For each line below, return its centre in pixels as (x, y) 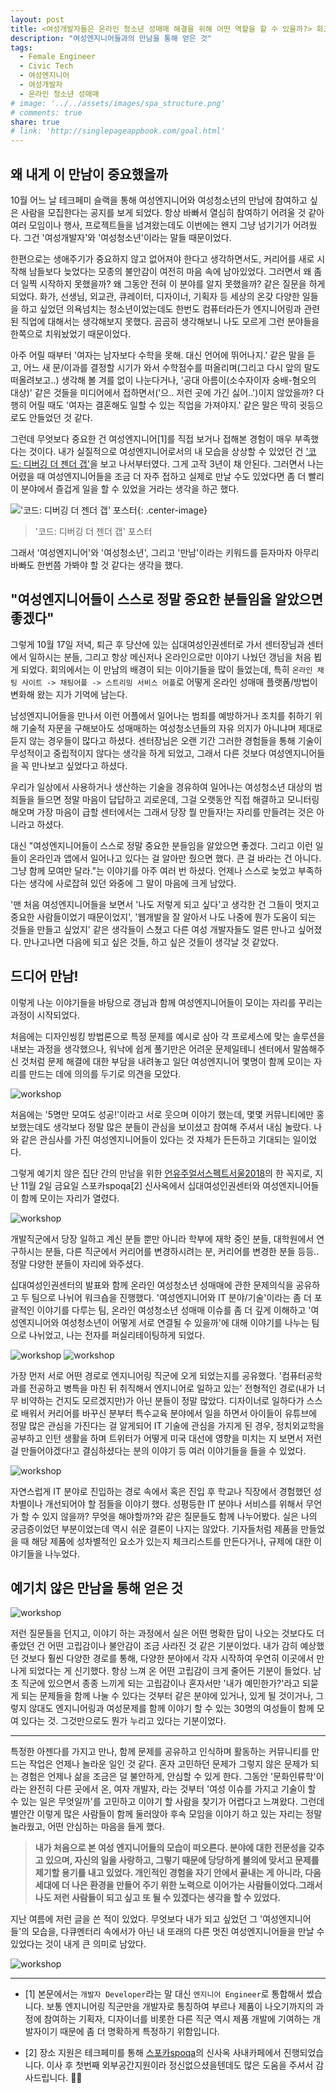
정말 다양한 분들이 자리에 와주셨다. (77, 1263)
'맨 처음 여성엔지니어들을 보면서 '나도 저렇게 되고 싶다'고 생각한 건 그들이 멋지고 (165, 904)
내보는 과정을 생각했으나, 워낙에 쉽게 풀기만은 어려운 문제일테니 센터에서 (150, 1048)
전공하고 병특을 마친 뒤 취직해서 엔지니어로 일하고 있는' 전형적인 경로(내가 (171, 1388)
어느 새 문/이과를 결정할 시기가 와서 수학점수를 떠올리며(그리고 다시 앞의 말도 (172, 367)
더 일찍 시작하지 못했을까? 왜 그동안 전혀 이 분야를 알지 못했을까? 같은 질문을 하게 (168, 283)
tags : (21, 47)
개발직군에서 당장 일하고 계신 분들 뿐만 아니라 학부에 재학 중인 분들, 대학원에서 (162, 1238)
